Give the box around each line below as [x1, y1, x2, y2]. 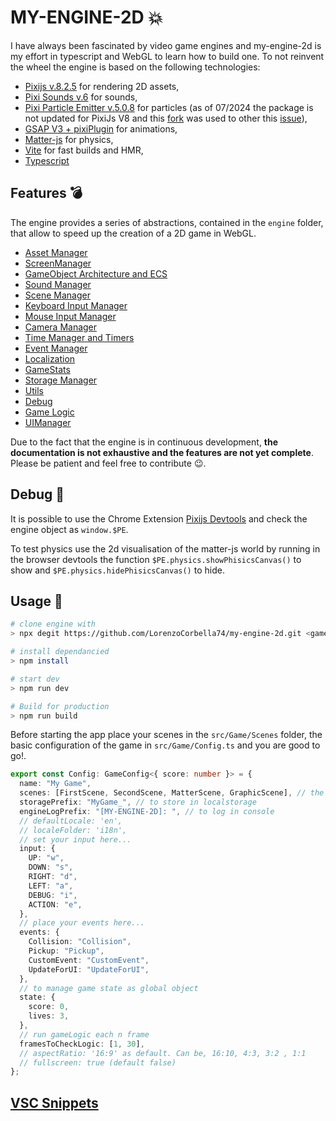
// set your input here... [19, 834, 132, 845]
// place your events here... [19, 918, 145, 928]
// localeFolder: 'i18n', [19, 825, 128, 835]
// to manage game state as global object [19, 983, 199, 993]
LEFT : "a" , [28, 881, 74, 891]
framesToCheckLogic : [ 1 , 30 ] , [19, 1039, 145, 1049]
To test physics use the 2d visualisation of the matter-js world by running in [10, 542, 321, 555]
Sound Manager [24, 278, 92, 290]
